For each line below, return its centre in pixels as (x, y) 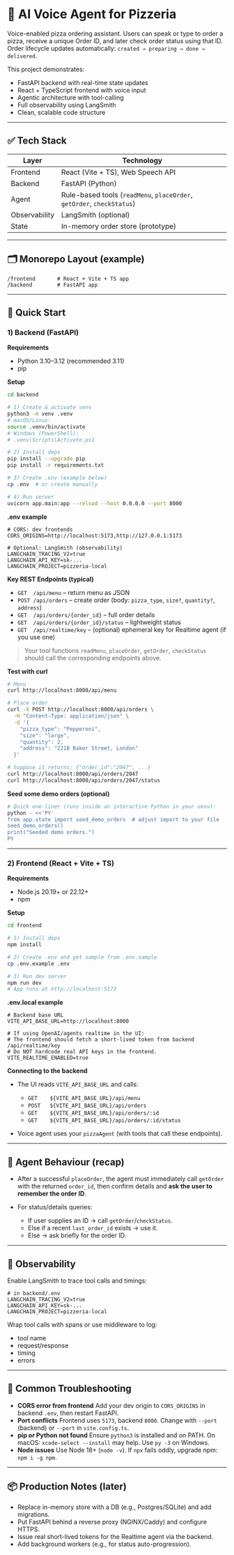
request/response (43, 1345)
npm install (24, 945)
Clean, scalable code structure (61, 112)
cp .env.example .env (39, 964)
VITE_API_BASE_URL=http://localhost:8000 (68, 1021)
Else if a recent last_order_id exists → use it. (93, 1228)
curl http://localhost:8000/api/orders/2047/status (84, 780)
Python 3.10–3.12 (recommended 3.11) (71, 361)
